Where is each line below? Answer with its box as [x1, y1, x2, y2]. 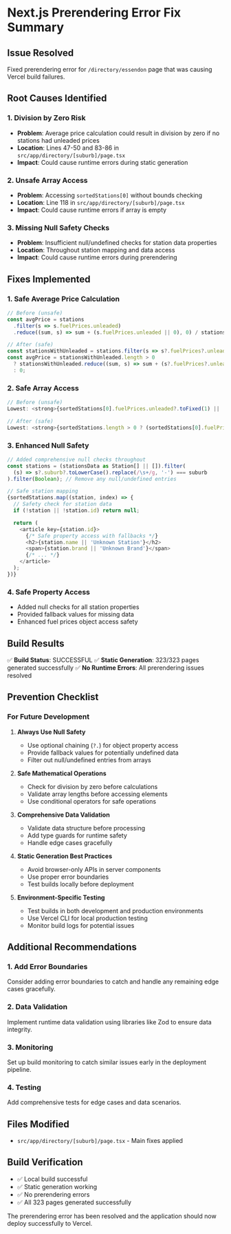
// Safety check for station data [13, 501, 112, 508]
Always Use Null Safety [16, 728, 86, 736]
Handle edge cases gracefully [27, 838, 113, 846]
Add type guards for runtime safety [27, 831, 127, 839]
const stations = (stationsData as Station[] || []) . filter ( [7, 462, 186, 470]
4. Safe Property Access [7, 587, 91, 597]
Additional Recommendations [7, 942, 137, 953]
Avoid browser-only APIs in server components [27, 865, 162, 873]
